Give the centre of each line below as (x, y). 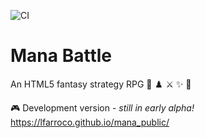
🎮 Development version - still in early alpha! (102, 107)
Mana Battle (61, 56)
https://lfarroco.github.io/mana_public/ (90, 122)
